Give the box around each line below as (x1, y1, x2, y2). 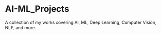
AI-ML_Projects (5, 3, 70, 15)
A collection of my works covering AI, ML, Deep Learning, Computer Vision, (5, 19, 157, 25)
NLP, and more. (5, 24, 36, 30)
